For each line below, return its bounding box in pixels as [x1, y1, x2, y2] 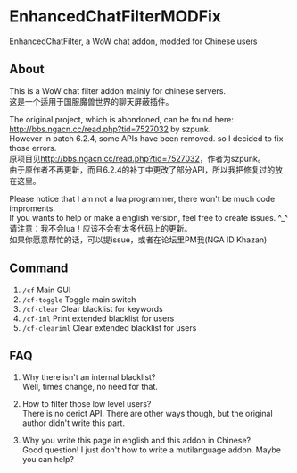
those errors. [9, 142, 57, 153]
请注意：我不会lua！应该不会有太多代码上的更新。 [9, 223, 193, 233]
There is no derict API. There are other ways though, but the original [21, 409, 274, 419]
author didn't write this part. [21, 418, 125, 428]
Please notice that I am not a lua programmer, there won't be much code [9, 193, 276, 204]
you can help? [21, 454, 74, 465]
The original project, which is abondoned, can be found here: [9, 114, 235, 124]
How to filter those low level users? [21, 399, 152, 410]
